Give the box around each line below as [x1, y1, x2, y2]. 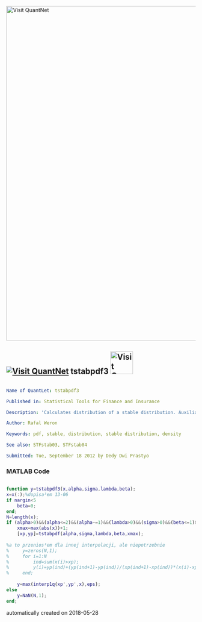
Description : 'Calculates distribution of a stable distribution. [6, 409, 176, 415]
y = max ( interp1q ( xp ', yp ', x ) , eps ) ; [17, 582, 101, 588]
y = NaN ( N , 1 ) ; [17, 592, 47, 598]
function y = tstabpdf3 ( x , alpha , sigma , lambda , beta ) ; [6, 486, 136, 492]
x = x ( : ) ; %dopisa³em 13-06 [6, 492, 69, 498]
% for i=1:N [6, 553, 47, 559]
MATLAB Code [6, 467, 50, 476]
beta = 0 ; [17, 503, 36, 509]
